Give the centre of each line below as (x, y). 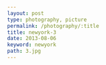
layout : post (26, 13)
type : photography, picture (47, 20)
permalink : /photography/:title (53, 26)
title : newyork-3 (32, 32)
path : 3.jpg (24, 51)
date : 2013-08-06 (32, 39)
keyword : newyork (32, 45)
